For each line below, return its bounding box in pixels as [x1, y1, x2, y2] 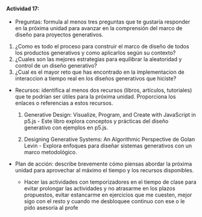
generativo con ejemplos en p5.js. [24, 124, 109, 131]
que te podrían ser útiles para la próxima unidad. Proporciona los [14, 93, 176, 100]
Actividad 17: [6, 5, 39, 12]
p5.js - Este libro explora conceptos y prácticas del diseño [24, 118, 169, 125]
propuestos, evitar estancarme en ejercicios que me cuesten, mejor [24, 191, 192, 199]
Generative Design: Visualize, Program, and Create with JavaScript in [24, 111, 196, 118]
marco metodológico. [24, 149, 77, 156]
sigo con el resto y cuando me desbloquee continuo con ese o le [24, 198, 185, 205]
